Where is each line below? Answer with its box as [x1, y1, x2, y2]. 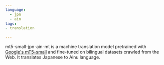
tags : [5, 21, 17, 26]
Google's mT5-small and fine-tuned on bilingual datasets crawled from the [5, 49, 159, 55]
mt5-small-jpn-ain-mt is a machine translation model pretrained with [5, 44, 146, 50]
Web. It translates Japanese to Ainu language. [5, 54, 100, 60]
